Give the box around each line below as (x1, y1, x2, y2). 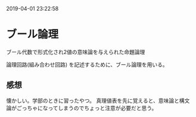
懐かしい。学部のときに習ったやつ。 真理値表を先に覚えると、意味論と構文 (6, 97, 190, 104)
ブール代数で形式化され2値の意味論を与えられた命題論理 (6, 48, 145, 55)
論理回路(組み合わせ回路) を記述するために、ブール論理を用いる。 (6, 61, 168, 68)
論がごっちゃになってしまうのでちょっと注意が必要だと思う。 (6, 104, 157, 112)
